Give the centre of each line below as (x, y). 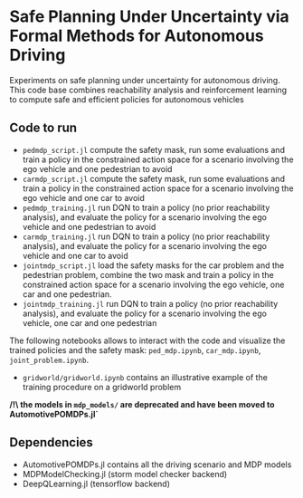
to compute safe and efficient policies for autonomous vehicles (127, 99)
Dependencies (51, 442)
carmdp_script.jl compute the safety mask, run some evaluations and (153, 178)
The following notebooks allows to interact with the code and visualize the (147, 340)
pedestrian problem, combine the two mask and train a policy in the (148, 274)
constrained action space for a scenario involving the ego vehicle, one (153, 284)
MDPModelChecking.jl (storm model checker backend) (125, 474)
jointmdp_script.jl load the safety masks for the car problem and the (153, 265)
